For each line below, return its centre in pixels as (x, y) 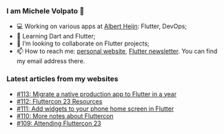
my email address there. (51, 61)
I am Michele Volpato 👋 (45, 11)
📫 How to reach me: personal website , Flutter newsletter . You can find (117, 52)
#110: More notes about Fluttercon (65, 115)
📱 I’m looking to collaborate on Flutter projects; (83, 43)
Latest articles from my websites (62, 79)
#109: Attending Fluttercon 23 (59, 123)
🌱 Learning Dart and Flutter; (56, 36)
